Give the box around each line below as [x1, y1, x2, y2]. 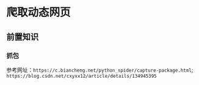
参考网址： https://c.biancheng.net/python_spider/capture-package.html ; [6, 66, 194, 73]
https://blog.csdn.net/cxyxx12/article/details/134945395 [6, 73, 157, 79]
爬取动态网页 [6, 5, 71, 19]
